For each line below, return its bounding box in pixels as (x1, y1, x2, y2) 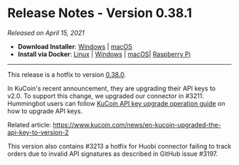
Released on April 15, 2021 (7, 28, 85, 37)
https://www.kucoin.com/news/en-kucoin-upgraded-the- (53, 120, 222, 129)
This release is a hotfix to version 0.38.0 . (7, 70, 127, 79)
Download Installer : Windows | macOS (17, 42, 133, 50)
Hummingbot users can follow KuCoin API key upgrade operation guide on (7, 99, 225, 107)
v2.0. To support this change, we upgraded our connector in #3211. (7, 91, 204, 100)
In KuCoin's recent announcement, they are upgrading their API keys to (7, 84, 216, 92)
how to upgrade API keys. (7, 107, 83, 115)
